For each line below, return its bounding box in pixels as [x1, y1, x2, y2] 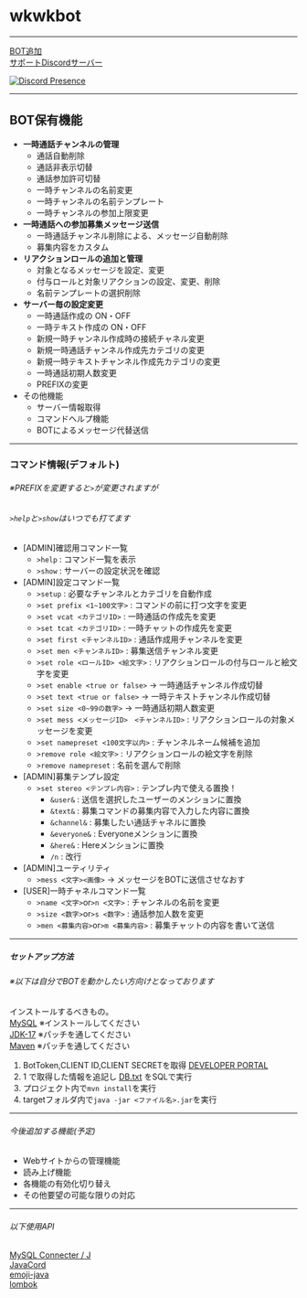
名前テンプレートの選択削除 [36, 287, 142, 298]
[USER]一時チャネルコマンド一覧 [22, 885, 146, 896]
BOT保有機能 [9, 113, 83, 128]
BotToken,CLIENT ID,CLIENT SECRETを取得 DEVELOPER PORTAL [22, 1060, 269, 1071]
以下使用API [9, 1220, 55, 1231]
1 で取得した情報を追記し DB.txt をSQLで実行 [22, 1071, 193, 1082]
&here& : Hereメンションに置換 [49, 840, 164, 851]
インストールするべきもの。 [9, 1006, 114, 1017]
